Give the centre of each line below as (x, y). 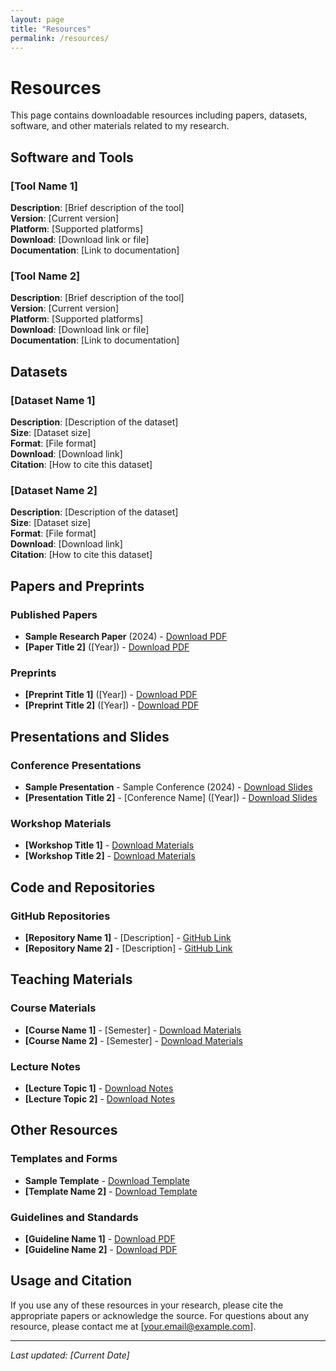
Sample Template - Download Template (107, 1180)
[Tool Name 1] (44, 186)
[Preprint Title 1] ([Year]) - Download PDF (111, 695)
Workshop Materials (61, 823)
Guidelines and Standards (74, 1217)
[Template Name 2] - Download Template (111, 1191)
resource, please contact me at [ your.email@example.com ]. (133, 1326)
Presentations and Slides (90, 736)
